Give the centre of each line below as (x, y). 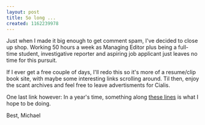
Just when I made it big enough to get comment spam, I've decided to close (102, 41)
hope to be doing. (29, 104)
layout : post (23, 12)
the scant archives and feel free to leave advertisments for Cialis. (88, 85)
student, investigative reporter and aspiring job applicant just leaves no (108, 54)
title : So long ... (31, 18)
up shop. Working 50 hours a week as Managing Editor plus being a (92, 47)
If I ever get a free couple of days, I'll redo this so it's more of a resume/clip (101, 72)
